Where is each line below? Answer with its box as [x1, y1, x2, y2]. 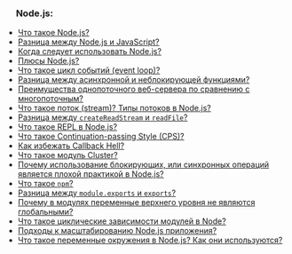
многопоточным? [17, 93, 84, 104]
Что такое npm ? [17, 179, 74, 189]
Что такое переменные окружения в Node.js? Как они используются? [17, 234, 283, 246]
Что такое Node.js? [17, 28, 91, 38]
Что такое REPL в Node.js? [17, 122, 118, 132]
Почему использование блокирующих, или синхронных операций [17, 159, 270, 171]
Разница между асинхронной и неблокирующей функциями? [17, 75, 250, 85]
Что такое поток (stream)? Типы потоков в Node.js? [17, 103, 211, 114]
